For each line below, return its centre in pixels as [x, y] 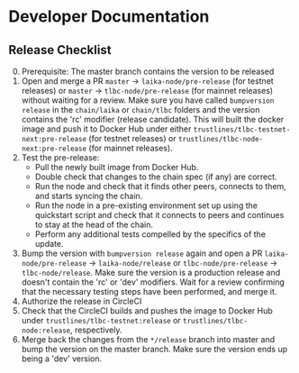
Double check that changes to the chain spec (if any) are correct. [156, 177]
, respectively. [96, 330]
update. [49, 244]
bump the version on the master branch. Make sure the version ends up [154, 349]
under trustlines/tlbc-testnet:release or [101, 320]
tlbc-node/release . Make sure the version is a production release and [151, 273]
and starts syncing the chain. [89, 196]
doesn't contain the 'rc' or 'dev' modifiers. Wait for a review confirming [153, 282]
